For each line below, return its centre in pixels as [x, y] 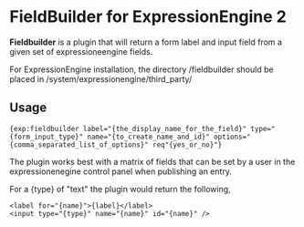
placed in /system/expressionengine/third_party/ [101, 78]
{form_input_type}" [47, 137]
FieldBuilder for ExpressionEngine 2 [148, 17]
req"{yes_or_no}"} [187, 144]
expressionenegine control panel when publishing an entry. [121, 171]
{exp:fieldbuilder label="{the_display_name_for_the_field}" [128, 129]
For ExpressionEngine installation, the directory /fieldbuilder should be [142, 69]
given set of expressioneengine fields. [81, 51]
